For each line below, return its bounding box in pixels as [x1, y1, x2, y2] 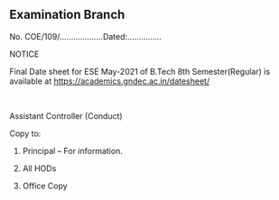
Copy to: [9, 128, 42, 139]
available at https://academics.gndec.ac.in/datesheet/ [9, 76, 210, 86]
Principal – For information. [22, 145, 124, 156]
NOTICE [9, 49, 40, 59]
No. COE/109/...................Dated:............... [9, 31, 163, 41]
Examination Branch [9, 7, 126, 23]
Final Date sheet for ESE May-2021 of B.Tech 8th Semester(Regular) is [9, 66, 271, 77]
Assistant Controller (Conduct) [9, 110, 124, 121]
